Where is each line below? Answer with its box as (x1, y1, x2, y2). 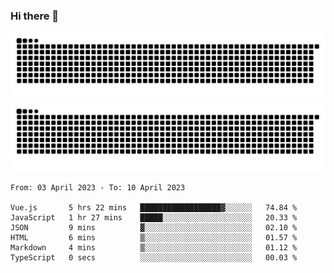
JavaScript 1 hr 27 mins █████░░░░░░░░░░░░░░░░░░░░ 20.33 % (10, 212, 298, 223)
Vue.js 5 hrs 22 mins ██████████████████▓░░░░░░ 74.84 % (10, 202, 298, 213)
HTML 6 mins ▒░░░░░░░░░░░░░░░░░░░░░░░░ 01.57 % (10, 232, 298, 243)
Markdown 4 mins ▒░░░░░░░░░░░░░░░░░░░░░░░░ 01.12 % (10, 242, 298, 253)
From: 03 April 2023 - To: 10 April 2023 (10, 182, 186, 193)
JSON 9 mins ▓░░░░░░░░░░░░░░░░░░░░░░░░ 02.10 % (10, 222, 298, 233)
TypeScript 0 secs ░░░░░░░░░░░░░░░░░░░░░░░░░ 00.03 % (10, 252, 298, 263)
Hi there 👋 (10, 9, 60, 23)
